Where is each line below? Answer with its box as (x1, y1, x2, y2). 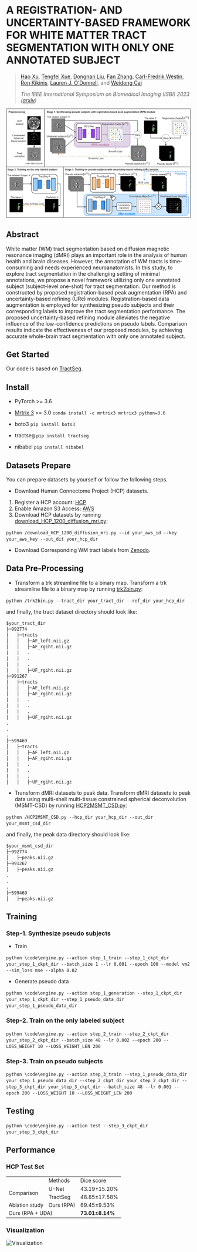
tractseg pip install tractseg (14, 432, 89, 439)
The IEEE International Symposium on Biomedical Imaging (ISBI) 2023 (20, 91, 190, 98)
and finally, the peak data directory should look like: (6, 831, 131, 838)
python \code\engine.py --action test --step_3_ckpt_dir (6, 1123, 148, 1129)
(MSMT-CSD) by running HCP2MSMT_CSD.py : (14, 802, 127, 809)
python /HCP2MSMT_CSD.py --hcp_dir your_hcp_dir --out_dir (6, 814, 154, 820)
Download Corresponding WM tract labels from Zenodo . (14, 546, 151, 553)
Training (6, 912, 38, 922)
